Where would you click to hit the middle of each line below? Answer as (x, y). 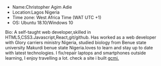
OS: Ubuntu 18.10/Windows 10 (42, 22)
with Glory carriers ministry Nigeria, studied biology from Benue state (76, 43)
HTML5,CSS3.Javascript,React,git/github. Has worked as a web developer (81, 37)
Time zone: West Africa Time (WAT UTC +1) (57, 17)
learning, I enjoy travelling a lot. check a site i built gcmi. (62, 58)
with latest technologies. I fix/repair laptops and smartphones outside (76, 53)
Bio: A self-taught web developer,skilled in (48, 32)
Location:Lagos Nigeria (36, 12)
